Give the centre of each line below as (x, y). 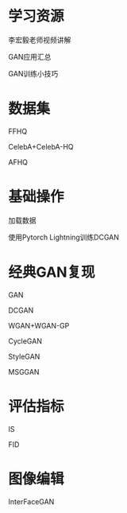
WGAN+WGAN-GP (39, 325)
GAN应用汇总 (30, 56)
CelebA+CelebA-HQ (41, 146)
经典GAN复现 (52, 272)
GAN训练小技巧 (33, 73)
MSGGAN (24, 371)
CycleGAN (25, 341)
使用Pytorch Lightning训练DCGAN (64, 237)
